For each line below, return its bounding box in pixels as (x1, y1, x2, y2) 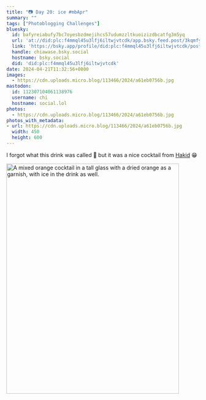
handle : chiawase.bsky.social (12, 49, 89, 55)
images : (6, 72, 26, 78)
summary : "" (6, 15, 37, 21)
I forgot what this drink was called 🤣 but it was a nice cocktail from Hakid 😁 (6, 151, 197, 158)
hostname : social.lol (12, 100, 67, 106)
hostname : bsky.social (12, 55, 70, 61)
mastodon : (6, 83, 32, 90)
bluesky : (6, 26, 29, 33)
